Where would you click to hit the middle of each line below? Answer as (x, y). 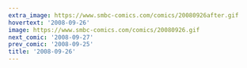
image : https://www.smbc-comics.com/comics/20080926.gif (104, 30)
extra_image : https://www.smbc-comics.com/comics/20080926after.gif (123, 15)
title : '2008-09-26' (42, 52)
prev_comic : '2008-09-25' (51, 45)
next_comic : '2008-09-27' (51, 37)
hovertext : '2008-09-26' (49, 23)
